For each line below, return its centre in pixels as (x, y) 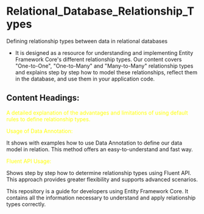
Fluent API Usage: (29, 161)
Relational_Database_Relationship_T (100, 11)
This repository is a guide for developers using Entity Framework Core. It (97, 191)
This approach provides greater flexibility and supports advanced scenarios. (102, 179)
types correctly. (26, 204)
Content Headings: (43, 98)
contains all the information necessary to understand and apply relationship (101, 198)
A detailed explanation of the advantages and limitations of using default (97, 112)
